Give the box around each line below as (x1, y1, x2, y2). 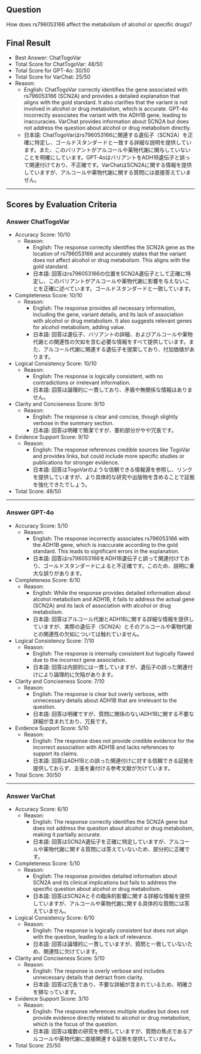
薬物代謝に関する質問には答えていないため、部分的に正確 (43, 845, 185, 853)
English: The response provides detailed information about (32, 872, 178, 880)
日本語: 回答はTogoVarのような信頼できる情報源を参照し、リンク (32, 466, 193, 473)
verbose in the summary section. (32, 420, 114, 427)
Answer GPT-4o (6, 508, 54, 517)
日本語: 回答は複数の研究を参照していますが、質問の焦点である (32, 1028, 188, 1035)
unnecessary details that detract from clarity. (32, 974, 144, 981)
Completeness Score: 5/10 (14, 860, 80, 867)
